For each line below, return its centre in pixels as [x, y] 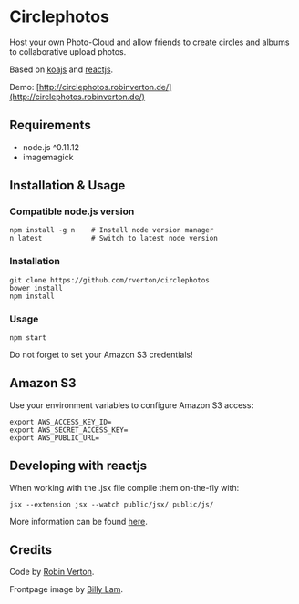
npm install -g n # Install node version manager [112, 230]
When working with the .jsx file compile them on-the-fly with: [124, 487]
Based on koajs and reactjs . [62, 69]
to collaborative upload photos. [68, 51]
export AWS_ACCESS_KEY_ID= [61, 422]
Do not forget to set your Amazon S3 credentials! [101, 355]
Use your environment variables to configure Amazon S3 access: [131, 405]
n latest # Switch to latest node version [114, 239]
